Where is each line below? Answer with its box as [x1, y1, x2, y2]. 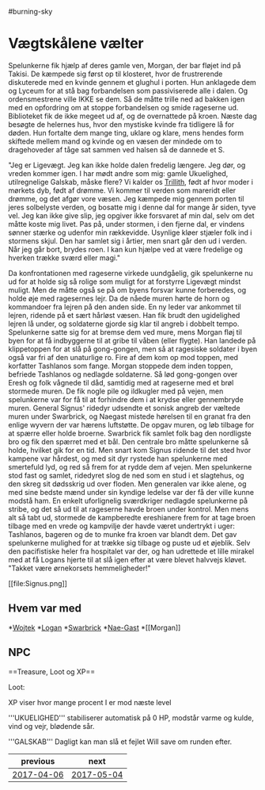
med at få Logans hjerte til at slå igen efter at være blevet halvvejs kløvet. [8, 554, 247, 564]
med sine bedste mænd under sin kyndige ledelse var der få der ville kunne [8, 487, 255, 497]
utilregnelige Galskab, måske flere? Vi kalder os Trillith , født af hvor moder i [8, 177, 253, 186]
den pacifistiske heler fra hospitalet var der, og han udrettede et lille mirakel [8, 546, 255, 556]
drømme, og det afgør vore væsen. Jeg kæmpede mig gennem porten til [8, 194, 244, 203]
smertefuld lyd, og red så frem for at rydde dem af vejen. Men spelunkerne [8, 462, 252, 471]
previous [21, 755, 55, 766]
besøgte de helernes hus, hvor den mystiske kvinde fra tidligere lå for [8, 119, 235, 129]
